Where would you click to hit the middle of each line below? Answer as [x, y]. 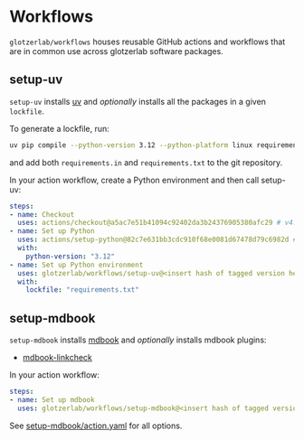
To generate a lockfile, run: [60, 128]
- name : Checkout [42, 214]
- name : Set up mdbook [52, 399]
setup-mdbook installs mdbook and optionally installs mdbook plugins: [138, 340]
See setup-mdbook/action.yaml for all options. [96, 426]
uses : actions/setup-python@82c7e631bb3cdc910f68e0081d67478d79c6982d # [157, 240]
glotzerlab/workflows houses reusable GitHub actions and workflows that [147, 42]
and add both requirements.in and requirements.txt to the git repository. [146, 162]
